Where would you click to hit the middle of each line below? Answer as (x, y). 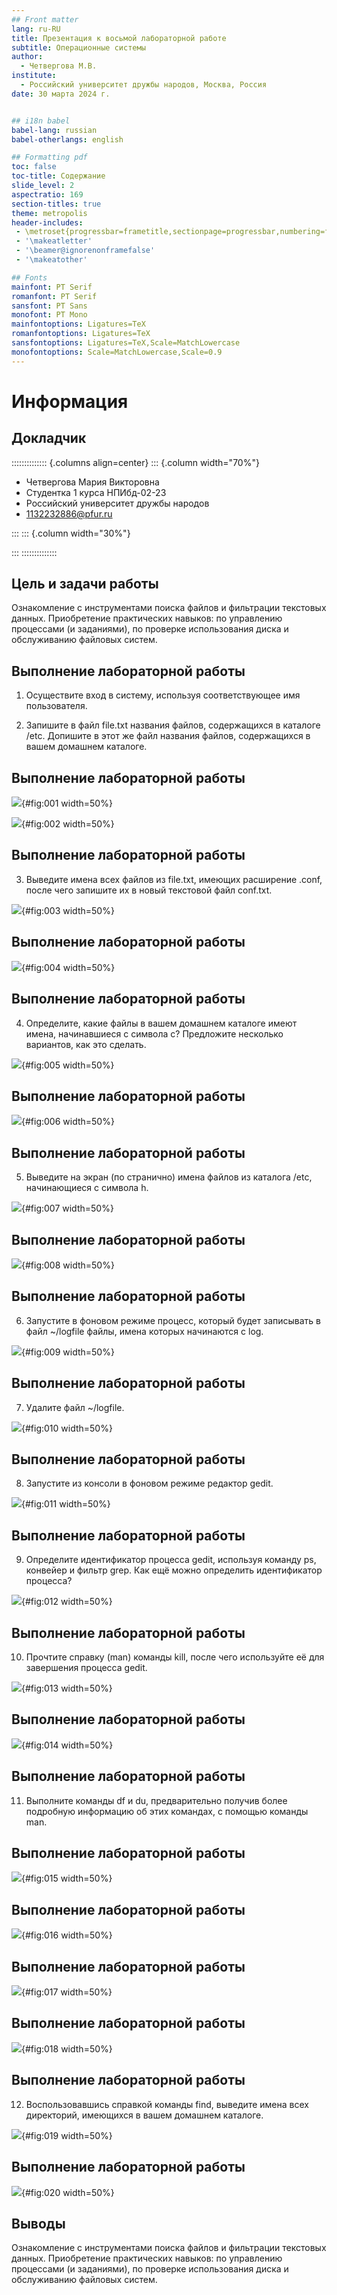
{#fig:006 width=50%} (68, 1122)
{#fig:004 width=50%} (68, 967)
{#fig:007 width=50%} (67, 1208)
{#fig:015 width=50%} (67, 1878)
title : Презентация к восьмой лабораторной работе (119, 38)
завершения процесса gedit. (86, 1667)
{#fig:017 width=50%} (67, 1992)
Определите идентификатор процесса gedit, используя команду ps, (171, 1560)
